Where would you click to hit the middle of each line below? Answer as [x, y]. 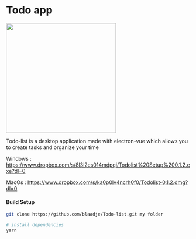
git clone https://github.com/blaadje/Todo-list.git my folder [85, 214]
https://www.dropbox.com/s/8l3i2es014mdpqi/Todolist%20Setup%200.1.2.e [98, 165]
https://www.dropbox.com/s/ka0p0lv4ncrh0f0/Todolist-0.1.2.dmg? [108, 182]
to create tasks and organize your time [53, 147]
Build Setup [20, 202]
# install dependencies [35, 225]
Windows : [19, 158]
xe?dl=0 [16, 171]
